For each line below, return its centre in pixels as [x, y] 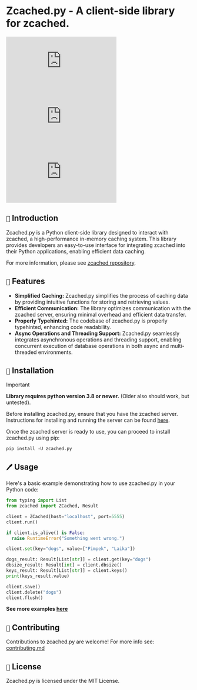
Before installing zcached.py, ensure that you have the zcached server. [92, 414]
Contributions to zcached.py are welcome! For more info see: [80, 642]
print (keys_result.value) [38, 576]
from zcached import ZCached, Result [52, 506]
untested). [19, 402]
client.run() [22, 522]
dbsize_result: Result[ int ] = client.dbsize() [64, 565]
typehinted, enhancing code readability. [63, 327]
